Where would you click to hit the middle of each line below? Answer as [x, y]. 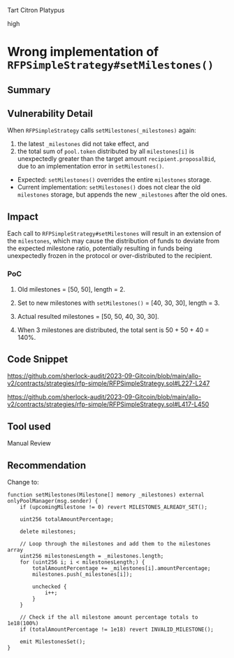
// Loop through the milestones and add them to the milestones [115, 544]
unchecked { [50, 587]
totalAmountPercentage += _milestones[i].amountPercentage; [122, 568]
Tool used [29, 426]
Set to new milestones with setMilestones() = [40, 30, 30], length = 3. [118, 303]
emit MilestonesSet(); [53, 642]
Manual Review [29, 443]
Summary [29, 90]
